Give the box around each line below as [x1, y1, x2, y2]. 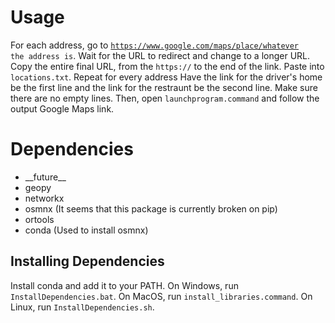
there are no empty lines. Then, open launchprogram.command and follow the [10, 92, 320, 104]
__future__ [24, 171, 67, 183]
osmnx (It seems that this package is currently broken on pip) [24, 202, 278, 215]
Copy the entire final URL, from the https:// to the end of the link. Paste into [10, 60, 325, 72]
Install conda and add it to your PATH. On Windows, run [10, 279, 239, 291]
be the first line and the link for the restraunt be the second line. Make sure [10, 81, 318, 93]
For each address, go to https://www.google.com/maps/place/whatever [10, 39, 300, 51]
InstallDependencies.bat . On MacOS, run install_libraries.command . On [10, 290, 313, 302]
